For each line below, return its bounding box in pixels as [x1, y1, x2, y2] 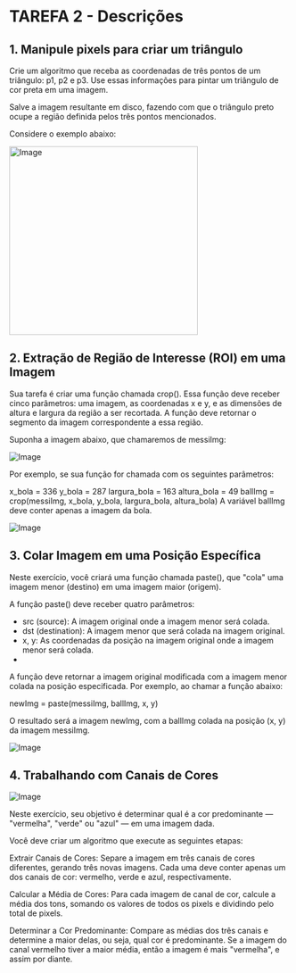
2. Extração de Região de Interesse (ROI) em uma [9, 351, 286, 366]
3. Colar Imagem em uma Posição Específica [9, 548, 261, 563]
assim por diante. [9, 953, 73, 965]
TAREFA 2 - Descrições [9, 6, 185, 27]
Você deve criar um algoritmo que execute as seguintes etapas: [9, 836, 243, 846]
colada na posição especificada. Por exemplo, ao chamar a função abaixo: [9, 680, 284, 691]
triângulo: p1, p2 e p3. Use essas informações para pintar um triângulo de [9, 75, 279, 86]
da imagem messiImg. [9, 725, 91, 736]
